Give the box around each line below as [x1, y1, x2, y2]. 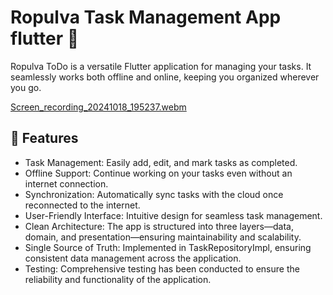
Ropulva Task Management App [10, 6, 282, 29]
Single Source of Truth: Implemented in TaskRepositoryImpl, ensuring [24, 241, 312, 253]
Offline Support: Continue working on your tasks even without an [24, 167, 293, 179]
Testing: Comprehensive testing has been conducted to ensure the [24, 262, 300, 275]
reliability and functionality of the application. [24, 273, 212, 285]
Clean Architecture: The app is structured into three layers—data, [24, 220, 294, 232]
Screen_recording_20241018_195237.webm [10, 101, 187, 113]
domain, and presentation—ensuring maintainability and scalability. [24, 231, 302, 243]
